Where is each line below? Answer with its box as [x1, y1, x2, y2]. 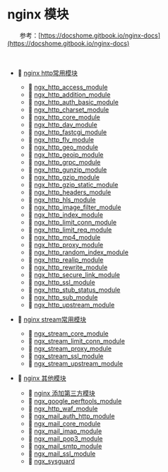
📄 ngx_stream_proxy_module [28, 344, 112, 353]
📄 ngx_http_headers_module [28, 188, 112, 196]
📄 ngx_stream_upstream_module [28, 359, 124, 367]
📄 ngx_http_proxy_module [28, 240, 104, 249]
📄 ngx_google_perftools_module [28, 396, 122, 405]
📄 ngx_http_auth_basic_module [28, 98, 119, 106]
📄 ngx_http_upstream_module [28, 300, 115, 309]
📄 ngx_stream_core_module [28, 329, 109, 338]
